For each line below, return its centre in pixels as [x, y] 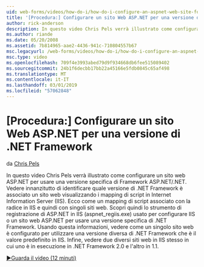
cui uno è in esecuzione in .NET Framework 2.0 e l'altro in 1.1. [83, 246]
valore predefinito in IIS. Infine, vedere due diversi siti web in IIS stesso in [98, 240]
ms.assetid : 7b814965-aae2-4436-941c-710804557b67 [72, 46]
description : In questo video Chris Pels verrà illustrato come [89, 29]
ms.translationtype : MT [36, 74]
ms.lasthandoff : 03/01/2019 [42, 86]
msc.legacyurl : [25, 52]
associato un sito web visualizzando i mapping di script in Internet [89, 194]
